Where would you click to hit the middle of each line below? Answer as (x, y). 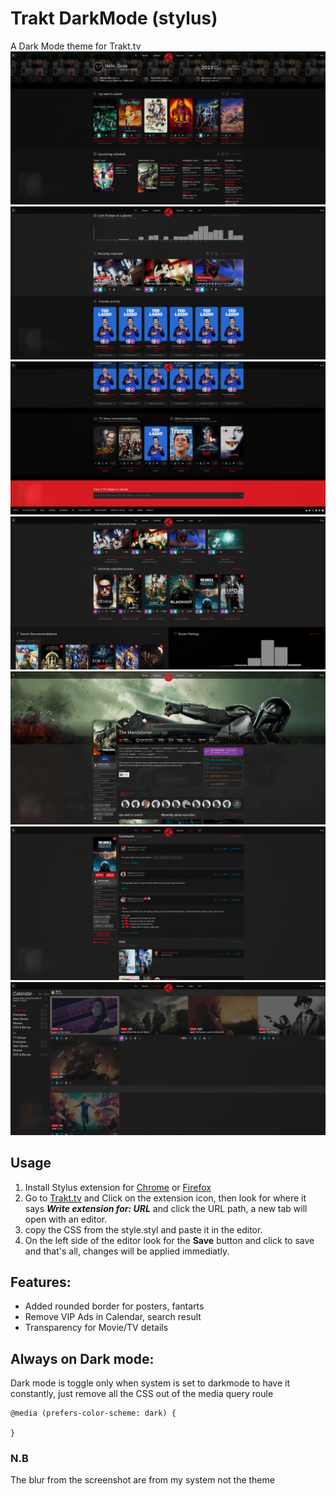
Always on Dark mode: (82, 1358)
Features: (41, 1282)
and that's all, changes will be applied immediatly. (127, 1251)
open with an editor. (66, 1219)
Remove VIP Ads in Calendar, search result (113, 1317)
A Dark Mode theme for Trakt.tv (76, 46)
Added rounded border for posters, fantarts (114, 1306)
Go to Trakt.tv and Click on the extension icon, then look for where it (165, 1198)
